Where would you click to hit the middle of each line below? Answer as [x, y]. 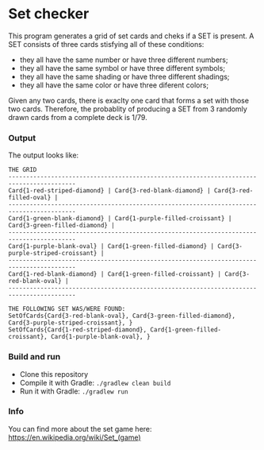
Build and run [34, 357]
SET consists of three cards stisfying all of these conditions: [106, 44]
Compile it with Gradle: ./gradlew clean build [95, 382]
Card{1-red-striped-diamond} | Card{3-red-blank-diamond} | [110, 191]
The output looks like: [44, 155]
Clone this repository [54, 374]
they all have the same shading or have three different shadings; [124, 76]
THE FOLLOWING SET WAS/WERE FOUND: [67, 309]
